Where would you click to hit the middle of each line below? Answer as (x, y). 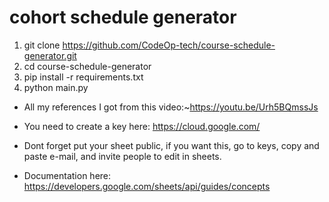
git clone (42, 45)
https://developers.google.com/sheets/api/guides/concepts (147, 186)
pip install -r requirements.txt (83, 77)
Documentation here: (67, 175)
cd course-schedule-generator (87, 66)
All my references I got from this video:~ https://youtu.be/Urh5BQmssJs (171, 107)
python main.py (56, 87)
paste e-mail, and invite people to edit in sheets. (122, 156)
